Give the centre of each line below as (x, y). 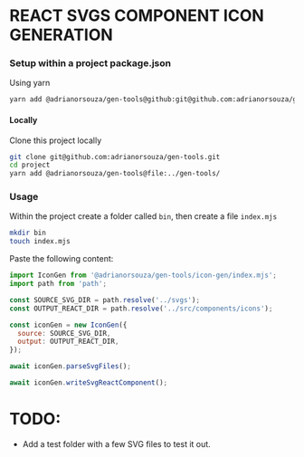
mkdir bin (28, 233)
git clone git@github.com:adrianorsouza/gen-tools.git (115, 157)
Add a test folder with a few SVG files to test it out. (116, 443)
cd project (30, 165)
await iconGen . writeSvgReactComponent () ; (89, 383)
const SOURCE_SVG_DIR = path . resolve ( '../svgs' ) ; (105, 300)
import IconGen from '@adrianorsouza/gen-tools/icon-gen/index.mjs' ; (143, 276)
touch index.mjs (40, 242)
